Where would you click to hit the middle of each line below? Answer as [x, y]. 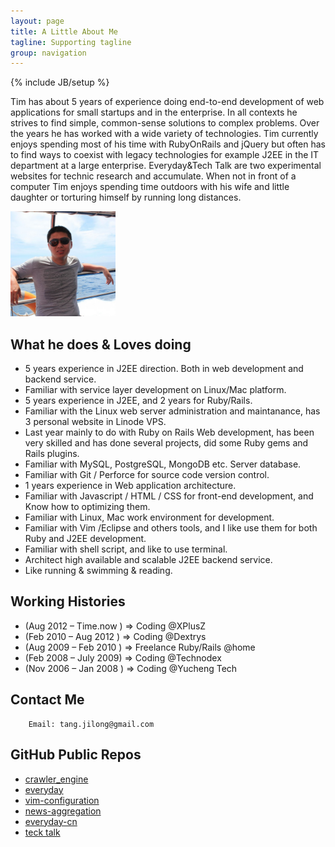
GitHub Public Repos [76, 755]
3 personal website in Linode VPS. [95, 422]
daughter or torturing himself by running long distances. [126, 197]
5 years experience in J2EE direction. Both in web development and [164, 369]
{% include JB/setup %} [60, 82]
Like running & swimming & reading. [98, 571]
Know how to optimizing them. [87, 507]
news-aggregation [63, 811]
